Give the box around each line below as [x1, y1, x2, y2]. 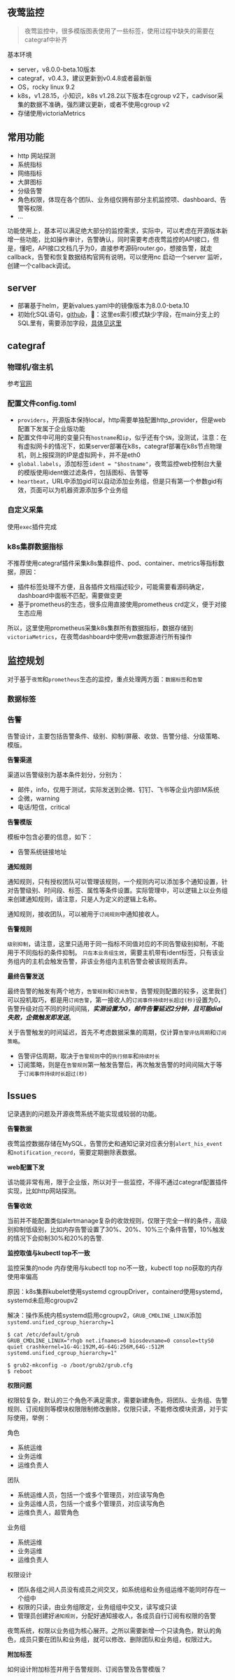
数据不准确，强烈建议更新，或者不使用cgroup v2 [29, 100, 170, 109]
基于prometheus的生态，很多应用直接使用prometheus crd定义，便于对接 [17, 600, 227, 608]
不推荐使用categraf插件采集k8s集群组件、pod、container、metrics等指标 [7, 559, 219, 568]
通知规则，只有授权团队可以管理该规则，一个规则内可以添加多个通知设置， [7, 877, 222, 886]
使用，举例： [13, 1413, 50, 1421]
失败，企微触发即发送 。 [7, 1013, 75, 1022]
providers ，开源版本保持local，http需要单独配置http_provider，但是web [17, 416, 226, 424]
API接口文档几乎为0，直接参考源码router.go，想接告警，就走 [37, 244, 213, 252]
